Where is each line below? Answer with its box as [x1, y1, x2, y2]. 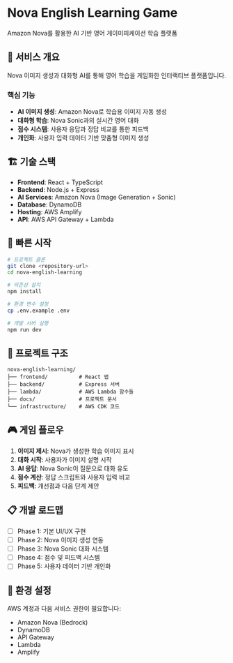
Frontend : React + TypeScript [17, 178, 103, 186]
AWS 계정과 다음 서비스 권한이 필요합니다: [7, 604, 122, 613]
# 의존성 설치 [7, 281, 41, 289]
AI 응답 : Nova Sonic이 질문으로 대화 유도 [17, 464, 129, 472]
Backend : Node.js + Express [17, 185, 99, 193]
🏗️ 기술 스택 [7, 156, 56, 168]
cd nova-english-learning [7, 269, 82, 276]
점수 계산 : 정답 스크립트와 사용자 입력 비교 [17, 473, 131, 482]
